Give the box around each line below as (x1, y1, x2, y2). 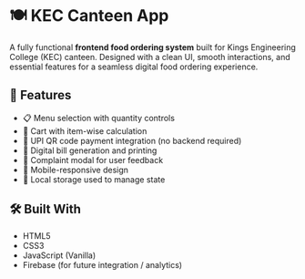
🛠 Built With (9, 201, 82, 217)
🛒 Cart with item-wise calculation (22, 125, 147, 136)
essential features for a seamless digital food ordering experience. (9, 61, 259, 72)
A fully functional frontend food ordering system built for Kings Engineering (9, 41, 296, 53)
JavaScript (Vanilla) (22, 250, 97, 261)
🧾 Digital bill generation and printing (22, 145, 158, 156)
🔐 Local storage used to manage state (22, 173, 166, 185)
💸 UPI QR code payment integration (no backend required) (22, 135, 242, 146)
